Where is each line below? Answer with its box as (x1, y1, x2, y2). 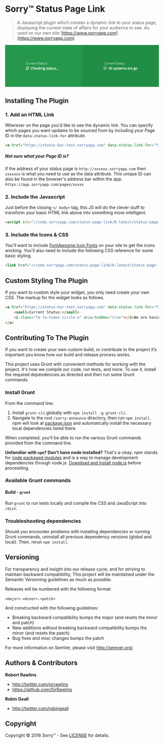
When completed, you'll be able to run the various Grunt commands (5, 435, 142, 440)
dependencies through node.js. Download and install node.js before (5, 459, 142, 465)
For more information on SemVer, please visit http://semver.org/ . (5, 644, 134, 651)
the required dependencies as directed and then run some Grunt (5, 371, 135, 377)
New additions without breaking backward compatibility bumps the (12, 625, 147, 631)
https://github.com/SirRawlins (12, 686, 72, 692)
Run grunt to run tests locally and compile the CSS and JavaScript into (5, 500, 147, 506)
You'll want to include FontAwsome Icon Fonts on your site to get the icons (5, 242, 155, 248)
